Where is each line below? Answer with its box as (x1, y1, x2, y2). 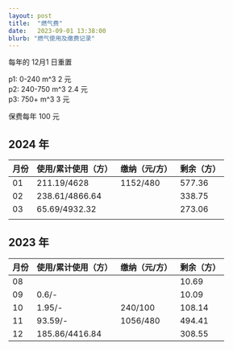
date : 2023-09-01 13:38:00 (8, 27, 106, 35)
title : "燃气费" (8, 19, 63, 27)
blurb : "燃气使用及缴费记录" (8, 34, 95, 43)
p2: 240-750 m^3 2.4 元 (8, 84, 89, 94)
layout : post (8, 11, 52, 20)
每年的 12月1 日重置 (8, 57, 73, 67)
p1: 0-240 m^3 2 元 (8, 74, 72, 84)
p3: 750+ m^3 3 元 (8, 94, 70, 105)
